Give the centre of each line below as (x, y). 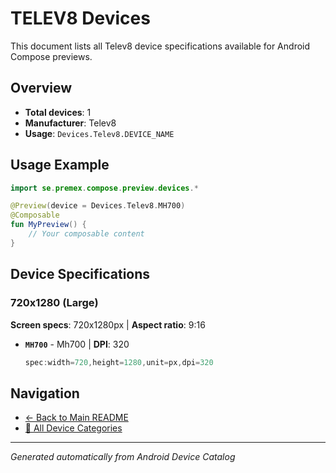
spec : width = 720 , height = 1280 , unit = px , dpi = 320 (119, 362)
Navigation (45, 393)
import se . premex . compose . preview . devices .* (104, 188)
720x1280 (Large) (54, 303)
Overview (41, 88)
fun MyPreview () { (48, 225)
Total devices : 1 (58, 112)
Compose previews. (51, 56)
